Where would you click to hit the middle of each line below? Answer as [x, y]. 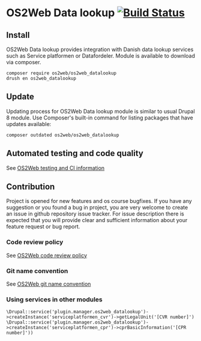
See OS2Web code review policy [47, 255]
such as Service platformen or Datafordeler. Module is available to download [101, 56]
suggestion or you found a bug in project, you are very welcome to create [97, 208]
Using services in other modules [55, 299]
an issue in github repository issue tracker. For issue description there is [95, 214]
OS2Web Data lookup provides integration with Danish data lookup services [100, 49]
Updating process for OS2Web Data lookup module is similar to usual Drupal [100, 111]
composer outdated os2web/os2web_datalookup [63, 135]
